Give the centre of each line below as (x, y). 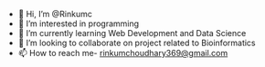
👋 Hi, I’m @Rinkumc (55, 14)
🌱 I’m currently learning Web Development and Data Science (132, 33)
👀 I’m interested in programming (79, 24)
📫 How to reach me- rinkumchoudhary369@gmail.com (123, 53)
